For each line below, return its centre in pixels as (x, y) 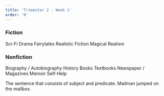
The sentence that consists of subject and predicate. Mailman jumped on (82, 83)
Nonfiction (19, 57)
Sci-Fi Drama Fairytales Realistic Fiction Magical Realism (65, 43)
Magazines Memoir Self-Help (36, 74)
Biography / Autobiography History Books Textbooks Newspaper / (75, 68)
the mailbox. (18, 89)
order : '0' (17, 15)
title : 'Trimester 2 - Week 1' (39, 10)
